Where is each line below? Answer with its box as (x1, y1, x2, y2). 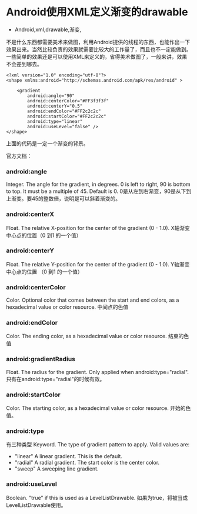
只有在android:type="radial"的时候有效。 (6, 375, 105, 382)
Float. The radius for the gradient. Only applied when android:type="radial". (6, 368, 189, 375)
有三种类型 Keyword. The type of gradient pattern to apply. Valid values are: (6, 441, 190, 448)
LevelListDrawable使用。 (6, 501, 66, 509)
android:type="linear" (27, 118, 83, 124)
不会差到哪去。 (6, 60, 42, 68)
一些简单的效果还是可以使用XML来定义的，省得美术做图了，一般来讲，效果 (6, 53, 188, 60)
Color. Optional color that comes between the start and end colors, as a (6, 296, 179, 303)
